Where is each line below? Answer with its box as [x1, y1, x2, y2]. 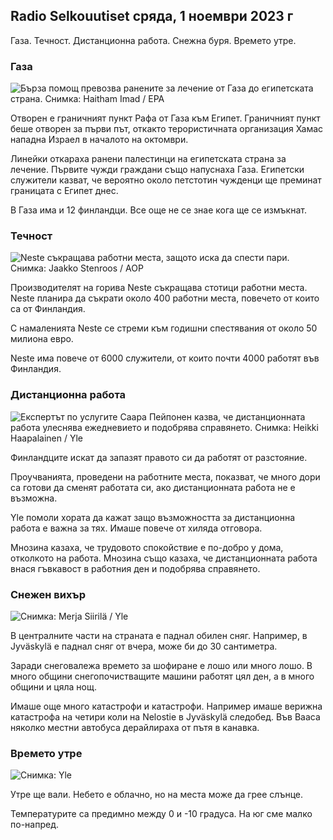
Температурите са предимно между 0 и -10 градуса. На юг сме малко [10, 808, 313, 820]
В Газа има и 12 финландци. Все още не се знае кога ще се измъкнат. [10, 204, 307, 216]
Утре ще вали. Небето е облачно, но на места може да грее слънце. [10, 789, 304, 801]
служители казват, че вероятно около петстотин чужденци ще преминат [10, 174, 322, 186]
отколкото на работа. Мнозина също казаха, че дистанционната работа [10, 552, 318, 564]
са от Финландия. [10, 303, 86, 315]
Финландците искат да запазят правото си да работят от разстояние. [10, 451, 308, 463]
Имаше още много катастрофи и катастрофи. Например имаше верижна [10, 700, 323, 712]
